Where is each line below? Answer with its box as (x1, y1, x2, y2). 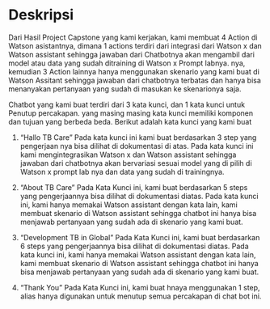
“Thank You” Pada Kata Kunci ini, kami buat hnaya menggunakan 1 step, (19, 282, 260, 292)
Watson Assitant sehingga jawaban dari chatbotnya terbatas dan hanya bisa (8, 75, 261, 85)
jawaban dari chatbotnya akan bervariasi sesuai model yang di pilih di (19, 158, 252, 167)
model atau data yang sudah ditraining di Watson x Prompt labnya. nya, (8, 58, 246, 68)
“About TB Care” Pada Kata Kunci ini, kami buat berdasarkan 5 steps (19, 182, 248, 192)
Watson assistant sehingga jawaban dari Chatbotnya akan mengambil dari (8, 49, 255, 59)
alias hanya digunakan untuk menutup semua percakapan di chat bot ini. (19, 291, 262, 301)
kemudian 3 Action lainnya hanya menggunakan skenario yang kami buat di (8, 66, 260, 76)
